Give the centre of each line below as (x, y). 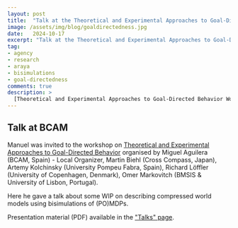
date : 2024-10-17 (36, 34)
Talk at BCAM (38, 128)
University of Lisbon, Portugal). (53, 182)
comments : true (30, 86)
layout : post (27, 14)
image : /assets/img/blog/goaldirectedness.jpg (77, 27)
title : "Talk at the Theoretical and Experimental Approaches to (107, 20)
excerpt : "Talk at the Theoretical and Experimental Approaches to (109, 40)
